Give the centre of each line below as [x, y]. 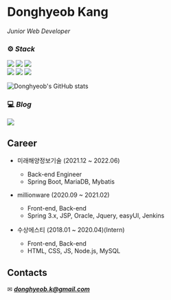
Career [22, 143]
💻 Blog [20, 105]
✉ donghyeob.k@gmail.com [49, 289]
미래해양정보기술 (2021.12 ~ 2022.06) [68, 161]
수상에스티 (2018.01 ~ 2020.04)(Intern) [71, 230]
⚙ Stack [21, 49]
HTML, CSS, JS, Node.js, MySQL [74, 251]
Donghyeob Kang [58, 12]
